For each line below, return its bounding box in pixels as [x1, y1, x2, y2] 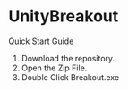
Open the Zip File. [21, 62, 88, 73]
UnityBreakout [8, 6, 119, 27]
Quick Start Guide [8, 36, 74, 46]
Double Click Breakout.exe [21, 71, 120, 82]
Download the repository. [21, 53, 115, 63]
